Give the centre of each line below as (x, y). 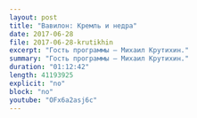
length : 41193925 (41, 75)
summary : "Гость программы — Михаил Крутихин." (99, 59)
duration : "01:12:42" (49, 67)
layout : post (33, 17)
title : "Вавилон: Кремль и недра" (74, 26)
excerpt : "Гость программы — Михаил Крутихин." (99, 51)
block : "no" (31, 91)
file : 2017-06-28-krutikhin (62, 42)
